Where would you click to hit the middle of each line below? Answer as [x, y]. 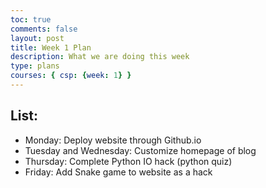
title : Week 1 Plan [51, 47]
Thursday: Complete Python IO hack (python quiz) [128, 161]
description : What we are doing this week [100, 57]
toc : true [31, 19]
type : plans [35, 66]
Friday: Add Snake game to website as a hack [118, 172]
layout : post [37, 38]
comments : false [44, 29]
